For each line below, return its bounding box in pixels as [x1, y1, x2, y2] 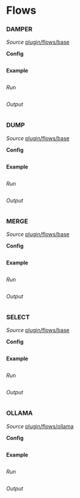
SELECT [6, 313, 30, 321]
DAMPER [6, 25, 33, 34]
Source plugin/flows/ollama [6, 422, 74, 430]
